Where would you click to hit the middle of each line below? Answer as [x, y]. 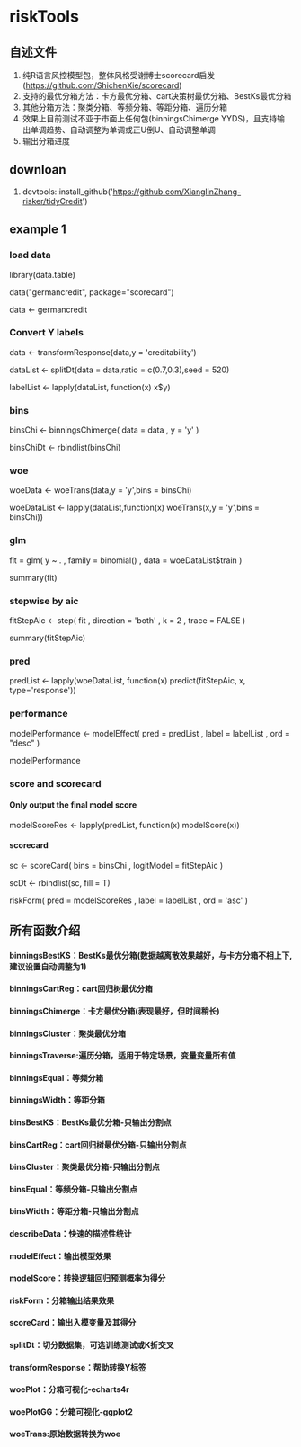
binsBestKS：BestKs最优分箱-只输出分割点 [90, 1122]
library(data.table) [43, 274]
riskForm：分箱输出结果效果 [62, 1300]
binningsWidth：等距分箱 [58, 1100]
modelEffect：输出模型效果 [60, 1255]
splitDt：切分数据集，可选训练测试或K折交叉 [92, 1344]
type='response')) [43, 691]
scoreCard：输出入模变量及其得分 [73, 1323]
